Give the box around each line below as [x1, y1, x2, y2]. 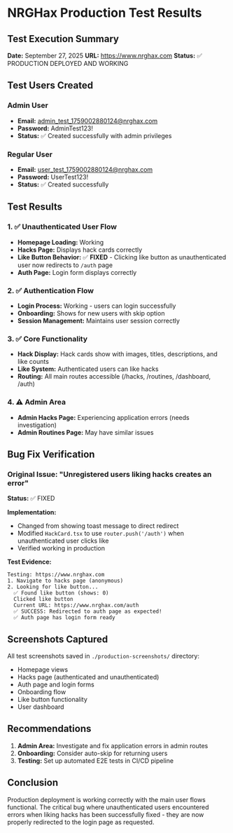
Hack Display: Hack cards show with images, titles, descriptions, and [17, 350, 218, 358]
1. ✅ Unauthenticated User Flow [7, 222, 118, 232]
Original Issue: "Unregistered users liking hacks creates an [7, 469, 212, 479]
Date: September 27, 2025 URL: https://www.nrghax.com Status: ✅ [7, 51, 203, 60]
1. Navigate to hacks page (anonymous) [7, 577, 124, 585]
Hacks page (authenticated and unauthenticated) [17, 673, 160, 682]
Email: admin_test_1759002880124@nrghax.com [17, 116, 158, 125]
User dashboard [17, 703, 64, 711]
